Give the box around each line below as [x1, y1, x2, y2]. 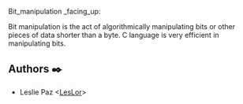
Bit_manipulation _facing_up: [8, 7, 101, 16]
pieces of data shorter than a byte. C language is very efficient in [8, 31, 219, 39]
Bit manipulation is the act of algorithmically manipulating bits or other [8, 22, 235, 31]
